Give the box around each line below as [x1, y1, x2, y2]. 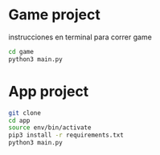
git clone [8, 108, 42, 117]
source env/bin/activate [8, 124, 92, 132]
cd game [8, 47, 35, 55]
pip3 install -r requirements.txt [8, 131, 125, 140]
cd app [8, 116, 31, 124]
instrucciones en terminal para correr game [8, 32, 153, 42]
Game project [8, 6, 101, 24]
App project [8, 82, 89, 100]
